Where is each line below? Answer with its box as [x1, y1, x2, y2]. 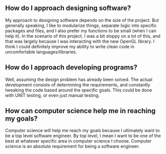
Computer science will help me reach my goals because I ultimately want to [5, 128, 160, 134]
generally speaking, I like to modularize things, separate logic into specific [5, 22, 157, 28]
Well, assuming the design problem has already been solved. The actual [5, 77, 153, 82]
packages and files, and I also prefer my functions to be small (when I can [5, 27, 157, 34]
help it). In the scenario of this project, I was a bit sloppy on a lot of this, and [5, 33, 161, 39]
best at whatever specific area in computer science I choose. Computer [5, 138, 152, 144]
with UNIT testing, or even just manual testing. [5, 92, 100, 98]
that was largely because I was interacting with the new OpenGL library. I [5, 38, 155, 44]
